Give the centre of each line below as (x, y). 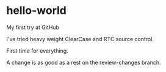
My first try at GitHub (33, 27)
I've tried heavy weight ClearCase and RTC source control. (80, 39)
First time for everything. (37, 51)
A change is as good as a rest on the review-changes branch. (84, 62)
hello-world (37, 11)
